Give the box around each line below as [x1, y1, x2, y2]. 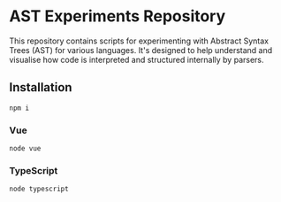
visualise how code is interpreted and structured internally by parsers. [9, 54, 264, 65]
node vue [9, 144, 42, 153]
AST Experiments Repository [9, 6, 226, 27]
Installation [9, 80, 72, 95]
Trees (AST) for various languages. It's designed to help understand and [9, 44, 273, 55]
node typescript [9, 184, 69, 194]
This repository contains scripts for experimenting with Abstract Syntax [9, 35, 270, 46]
